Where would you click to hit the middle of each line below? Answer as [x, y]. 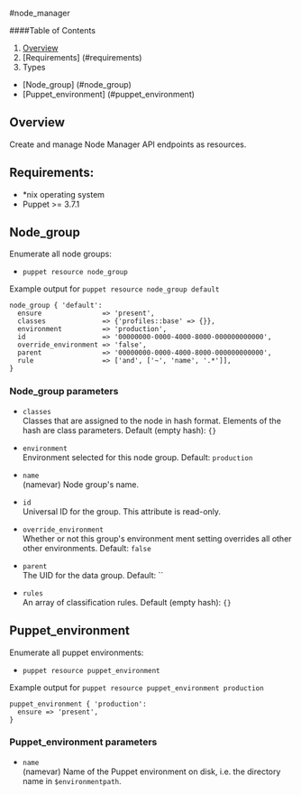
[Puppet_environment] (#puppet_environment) [109, 94]
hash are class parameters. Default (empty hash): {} [119, 430]
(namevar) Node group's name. [81, 484]
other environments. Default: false [87, 548]
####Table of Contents [53, 30]
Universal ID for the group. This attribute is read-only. [122, 511]
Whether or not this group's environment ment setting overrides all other [157, 538]
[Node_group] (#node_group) [77, 84]
